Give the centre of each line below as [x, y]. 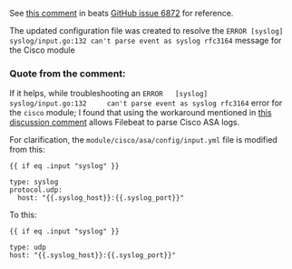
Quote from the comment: [68, 74]
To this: [23, 215]
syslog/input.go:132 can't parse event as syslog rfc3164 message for [146, 40]
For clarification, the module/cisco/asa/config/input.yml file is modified [144, 140]
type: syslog [34, 182]
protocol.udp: [36, 190]
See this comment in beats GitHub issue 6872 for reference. [122, 13]
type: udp [28, 248]
